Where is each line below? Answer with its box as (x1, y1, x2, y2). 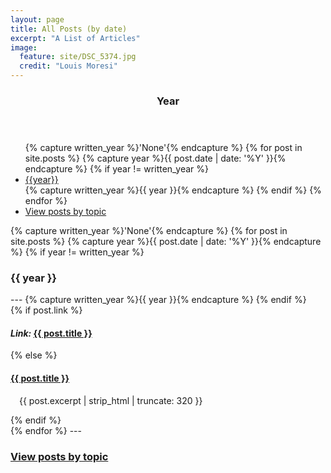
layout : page (10, 14, 65, 25)
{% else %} (10, 349, 58, 361)
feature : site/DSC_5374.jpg (19, 52, 137, 62)
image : (10, 42, 38, 53)
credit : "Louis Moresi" (19, 61, 118, 71)
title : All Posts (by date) (10, 24, 128, 34)
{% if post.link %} (10, 304, 83, 316)
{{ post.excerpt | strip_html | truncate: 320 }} (19, 394, 203, 406)
